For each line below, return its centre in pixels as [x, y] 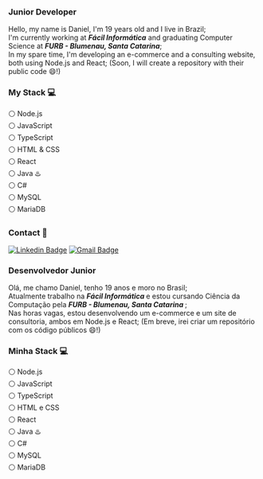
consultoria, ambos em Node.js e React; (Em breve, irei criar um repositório [131, 321]
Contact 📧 [28, 232]
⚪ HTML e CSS [34, 407]
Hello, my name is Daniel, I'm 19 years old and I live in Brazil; [107, 29]
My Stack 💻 [32, 92]
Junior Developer [43, 12]
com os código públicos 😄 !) [55, 330]
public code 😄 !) [35, 72]
